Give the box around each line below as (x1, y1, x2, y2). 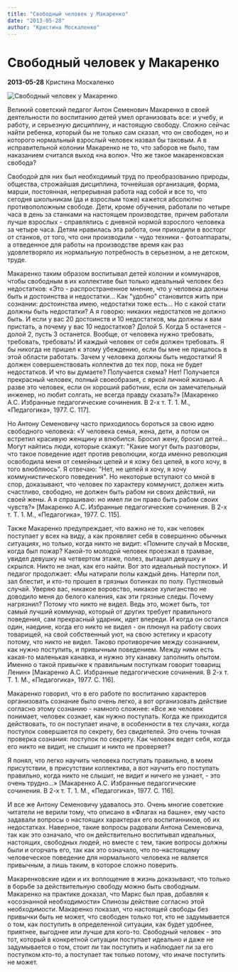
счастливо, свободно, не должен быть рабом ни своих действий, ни (7, 487, 215, 496)
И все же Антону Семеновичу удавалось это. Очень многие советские (7, 800, 224, 809)
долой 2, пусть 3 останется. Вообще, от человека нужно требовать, (7, 330, 215, 338)
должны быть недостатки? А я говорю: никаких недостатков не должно (7, 307, 226, 316)
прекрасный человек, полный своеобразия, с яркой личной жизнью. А (7, 376, 224, 384)
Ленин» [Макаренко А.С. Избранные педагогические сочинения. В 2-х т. (7, 668, 229, 677)
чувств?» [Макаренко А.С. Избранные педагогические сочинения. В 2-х (7, 503, 227, 512)
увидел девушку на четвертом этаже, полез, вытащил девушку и (7, 554, 206, 563)
